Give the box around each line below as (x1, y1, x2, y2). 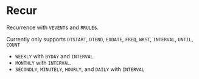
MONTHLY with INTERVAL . (15, 59, 72, 66)
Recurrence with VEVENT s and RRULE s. (6, 24, 99, 31)
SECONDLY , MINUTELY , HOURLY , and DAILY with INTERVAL (15, 65, 145, 73)
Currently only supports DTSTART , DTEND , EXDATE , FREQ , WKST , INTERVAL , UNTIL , (6, 35, 194, 43)
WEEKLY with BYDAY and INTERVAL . (15, 52, 96, 60)
